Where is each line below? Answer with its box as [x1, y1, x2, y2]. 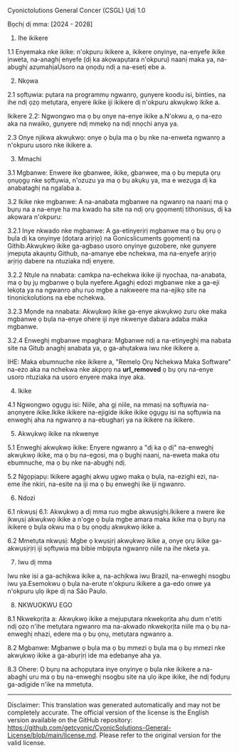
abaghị [7, 672, 28, 681]
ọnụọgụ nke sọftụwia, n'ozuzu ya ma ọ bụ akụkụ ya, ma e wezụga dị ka [7, 176, 217, 184]
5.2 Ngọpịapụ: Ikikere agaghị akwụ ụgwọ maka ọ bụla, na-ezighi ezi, [7, 472, 208, 480]
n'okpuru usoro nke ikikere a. [7, 141, 92, 149]
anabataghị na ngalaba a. [7, 183, 82, 192]
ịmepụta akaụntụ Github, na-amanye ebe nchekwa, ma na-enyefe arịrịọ [7, 249, 217, 258]
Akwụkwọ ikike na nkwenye [17, 430, 100, 438]
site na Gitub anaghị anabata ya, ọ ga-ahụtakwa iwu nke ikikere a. [7, 344, 201, 352]
